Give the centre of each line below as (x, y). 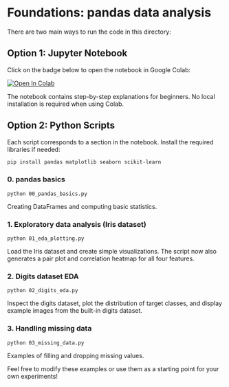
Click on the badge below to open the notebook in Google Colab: (99, 69)
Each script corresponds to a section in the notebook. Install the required (110, 142)
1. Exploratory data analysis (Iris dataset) (77, 224)
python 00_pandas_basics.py (47, 194)
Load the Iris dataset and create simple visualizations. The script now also (112, 252)
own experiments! (33, 376)
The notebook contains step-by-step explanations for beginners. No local (111, 96)
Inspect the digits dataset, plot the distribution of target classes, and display (115, 303)
